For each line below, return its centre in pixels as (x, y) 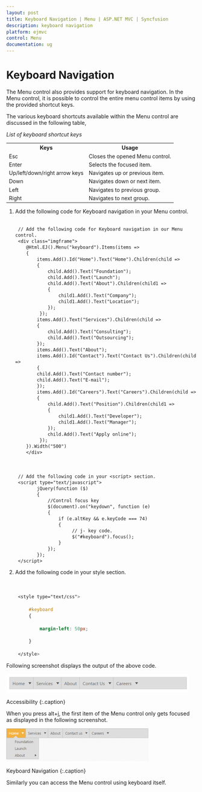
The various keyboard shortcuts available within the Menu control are (93, 116)
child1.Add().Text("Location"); (99, 302)
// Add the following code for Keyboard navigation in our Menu (100, 229)
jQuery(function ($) (63, 489)
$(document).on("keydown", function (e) (99, 507)
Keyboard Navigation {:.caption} (46, 771)
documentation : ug (29, 45)
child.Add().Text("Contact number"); (84, 374)
